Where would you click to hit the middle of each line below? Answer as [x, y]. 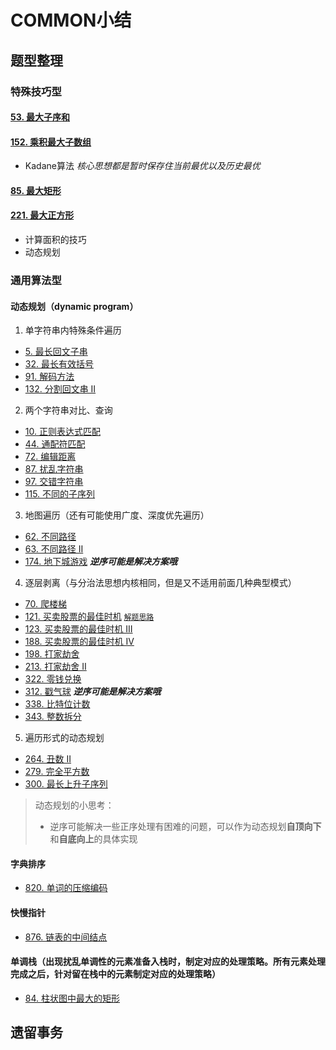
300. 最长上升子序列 [66, 784]
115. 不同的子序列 [60, 494]
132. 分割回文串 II [60, 389]
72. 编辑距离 [50, 457]
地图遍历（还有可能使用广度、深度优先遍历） [117, 515]
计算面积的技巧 [55, 240]
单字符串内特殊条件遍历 [73, 330]
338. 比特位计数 [57, 704]
